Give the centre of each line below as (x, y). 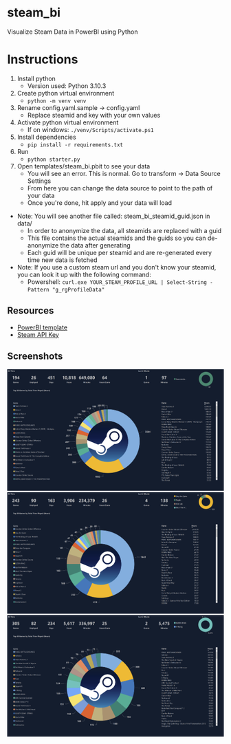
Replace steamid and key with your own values (94, 115)
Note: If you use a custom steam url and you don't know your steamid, (117, 267)
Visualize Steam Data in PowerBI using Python (73, 32)
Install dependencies (47, 137)
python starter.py (54, 160)
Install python (36, 78)
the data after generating (95, 245)
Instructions (43, 59)
